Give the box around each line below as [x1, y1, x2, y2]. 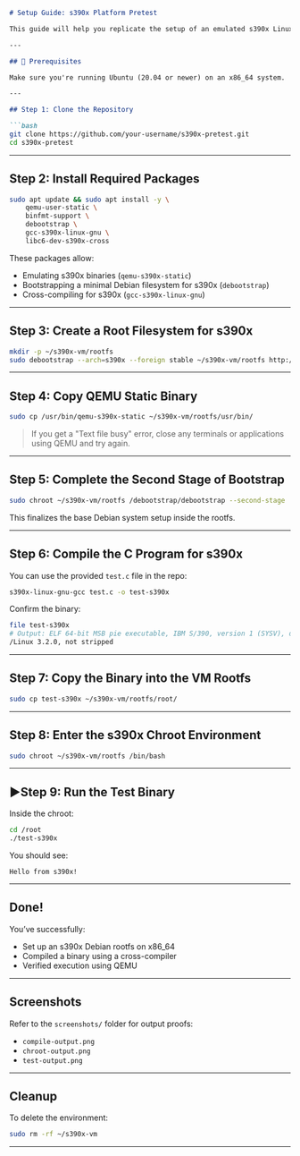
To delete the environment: [9, 1112, 109, 1123]
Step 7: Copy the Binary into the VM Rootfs [9, 671, 252, 686]
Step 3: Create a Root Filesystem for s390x [9, 323, 254, 339]
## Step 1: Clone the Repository [9, 106, 134, 115]
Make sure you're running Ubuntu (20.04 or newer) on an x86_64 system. [9, 72, 286, 82]
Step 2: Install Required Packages [9, 171, 200, 187]
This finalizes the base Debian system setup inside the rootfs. [9, 512, 236, 523]
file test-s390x [9, 621, 70, 630]
